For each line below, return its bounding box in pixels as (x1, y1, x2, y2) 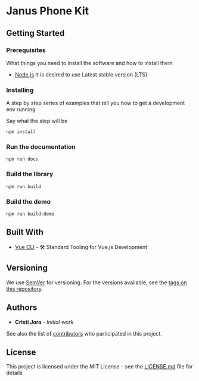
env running (6, 106, 36, 113)
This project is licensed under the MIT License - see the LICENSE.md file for (6, 363, 193, 370)
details (6, 369, 23, 377)
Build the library (6, 170, 54, 179)
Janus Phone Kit (6, 4, 89, 18)
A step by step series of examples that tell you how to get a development (6, 100, 185, 107)
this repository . (6, 285, 43, 292)
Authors (6, 303, 38, 313)
